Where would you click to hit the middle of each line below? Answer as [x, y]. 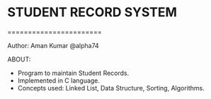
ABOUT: [19, 59]
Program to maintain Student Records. [73, 73]
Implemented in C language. [59, 80]
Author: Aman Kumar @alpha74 [53, 45]
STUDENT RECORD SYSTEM [92, 12]
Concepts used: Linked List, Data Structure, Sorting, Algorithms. [111, 88]
